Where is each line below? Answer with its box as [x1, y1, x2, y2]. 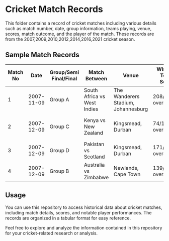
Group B [49, 167, 69, 174]
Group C [49, 123, 69, 130]
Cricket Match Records [5, 4, 103, 15]
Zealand [83, 129, 103, 136]
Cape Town [113, 171, 141, 178]
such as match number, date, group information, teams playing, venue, [5, 25, 152, 31]
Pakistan [83, 141, 105, 148]
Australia [83, 161, 105, 168]
